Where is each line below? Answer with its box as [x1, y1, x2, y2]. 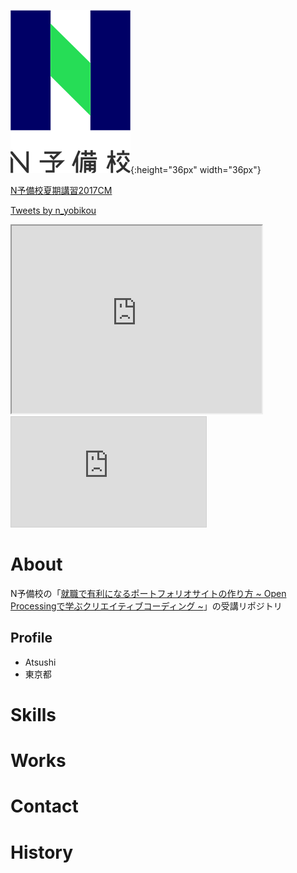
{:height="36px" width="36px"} [130, 164, 262, 175]
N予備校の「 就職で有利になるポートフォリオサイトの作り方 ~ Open [10, 587, 287, 599]
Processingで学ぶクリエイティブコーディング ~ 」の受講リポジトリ [10, 600, 283, 612]
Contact [10, 795, 79, 818]
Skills [10, 703, 57, 726]
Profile [10, 630, 53, 647]
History [10, 841, 74, 864]
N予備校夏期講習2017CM [10, 185, 113, 196]
